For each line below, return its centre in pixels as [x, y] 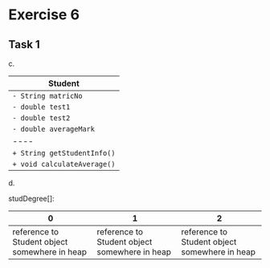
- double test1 [41, 107]
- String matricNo [47, 96]
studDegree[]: [31, 199]
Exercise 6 [44, 15]
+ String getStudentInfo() [64, 153]
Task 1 [24, 45]
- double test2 [41, 118]
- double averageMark [53, 129]
